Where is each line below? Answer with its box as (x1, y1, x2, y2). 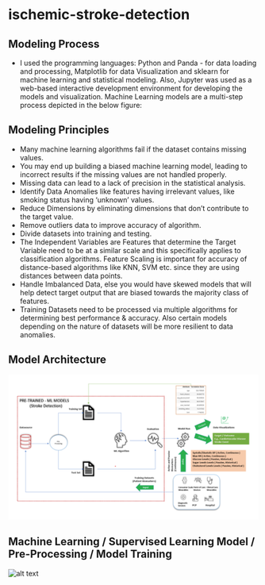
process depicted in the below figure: (19, 101, 143, 110)
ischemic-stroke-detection (8, 6, 190, 24)
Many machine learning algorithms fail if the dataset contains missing (19, 144, 248, 154)
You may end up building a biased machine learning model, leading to (19, 161, 248, 171)
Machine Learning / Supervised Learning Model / (8, 535, 255, 548)
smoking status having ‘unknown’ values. (19, 194, 155, 204)
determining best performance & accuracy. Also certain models (19, 313, 228, 322)
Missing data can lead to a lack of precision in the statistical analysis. (19, 178, 246, 187)
